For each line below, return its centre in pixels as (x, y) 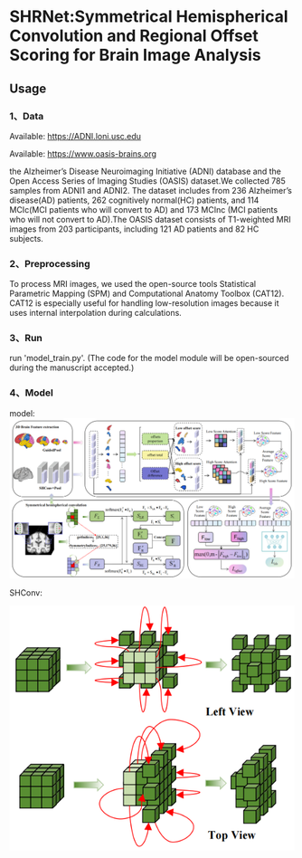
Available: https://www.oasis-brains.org (83, 153)
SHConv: (26, 592)
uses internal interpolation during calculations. (96, 313)
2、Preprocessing (50, 263)
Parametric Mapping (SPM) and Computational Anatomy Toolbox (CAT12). (147, 294)
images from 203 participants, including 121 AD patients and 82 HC (134, 229)
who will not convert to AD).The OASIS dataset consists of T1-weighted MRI (150, 219)
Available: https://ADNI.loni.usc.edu (75, 136)
